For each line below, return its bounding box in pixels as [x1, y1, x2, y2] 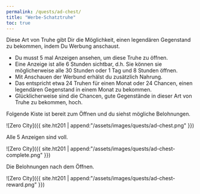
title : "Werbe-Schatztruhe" [6, 14, 76, 20]
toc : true [6, 20, 31, 26]
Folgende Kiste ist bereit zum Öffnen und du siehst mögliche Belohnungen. [6, 110, 191, 117]
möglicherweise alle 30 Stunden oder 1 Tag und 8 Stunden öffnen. [14, 67, 178, 74]
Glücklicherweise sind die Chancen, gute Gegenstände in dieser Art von [14, 92, 192, 99]
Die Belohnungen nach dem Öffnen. [6, 163, 94, 171]
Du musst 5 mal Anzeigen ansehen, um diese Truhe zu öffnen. [14, 54, 168, 62]
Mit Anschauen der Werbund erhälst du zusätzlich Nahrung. [14, 73, 163, 81]
